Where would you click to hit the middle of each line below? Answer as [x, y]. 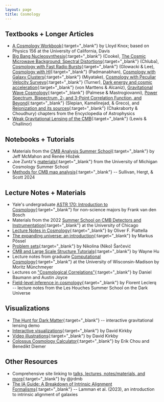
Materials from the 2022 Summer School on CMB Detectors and [77, 220]
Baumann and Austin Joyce [40, 277]
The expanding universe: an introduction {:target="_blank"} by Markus [82, 235]
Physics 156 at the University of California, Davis [61, 51]
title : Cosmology [23, 14]
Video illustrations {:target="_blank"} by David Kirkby [65, 336]
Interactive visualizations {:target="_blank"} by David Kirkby [72, 330]
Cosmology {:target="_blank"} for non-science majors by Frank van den [84, 209]
